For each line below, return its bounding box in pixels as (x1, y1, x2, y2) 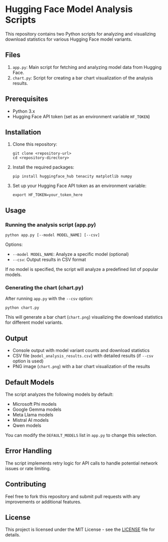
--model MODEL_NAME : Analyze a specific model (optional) (12, 251, 129, 257)
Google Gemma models (12, 406, 62, 412)
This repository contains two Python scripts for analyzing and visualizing (5, 31, 156, 37)
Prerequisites (5, 95, 48, 104)
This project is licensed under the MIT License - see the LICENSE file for (5, 526, 155, 532)
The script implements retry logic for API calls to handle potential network (5, 460, 158, 466)
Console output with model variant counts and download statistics (12, 347, 150, 353)
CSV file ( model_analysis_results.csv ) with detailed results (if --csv (12, 353, 153, 359)
